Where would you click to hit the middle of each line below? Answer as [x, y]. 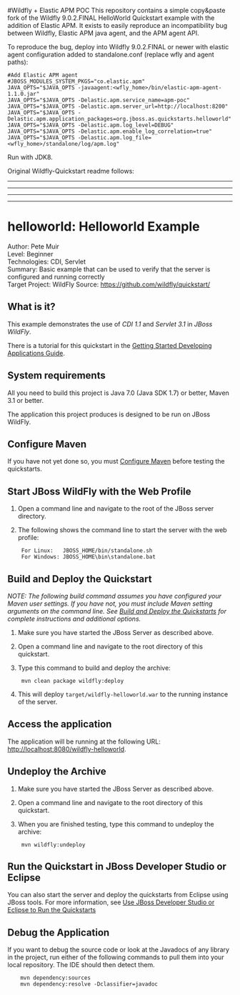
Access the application [60, 724]
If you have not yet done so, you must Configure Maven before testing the [116, 461]
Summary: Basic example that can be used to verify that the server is [109, 269]
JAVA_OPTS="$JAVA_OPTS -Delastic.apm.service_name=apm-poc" [99, 100]
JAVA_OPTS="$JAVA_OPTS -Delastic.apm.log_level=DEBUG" [91, 125]
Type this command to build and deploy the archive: [94, 668]
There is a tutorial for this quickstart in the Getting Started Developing [110, 345]
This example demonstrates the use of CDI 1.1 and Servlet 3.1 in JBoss [110, 324]
